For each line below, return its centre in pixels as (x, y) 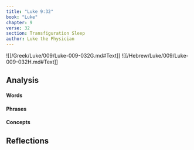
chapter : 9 (19, 22)
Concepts (18, 122)
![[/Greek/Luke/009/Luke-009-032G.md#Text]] (63, 56)
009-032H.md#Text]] (32, 62)
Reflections (28, 141)
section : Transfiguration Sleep (45, 34)
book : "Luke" (22, 17)
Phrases (16, 109)
